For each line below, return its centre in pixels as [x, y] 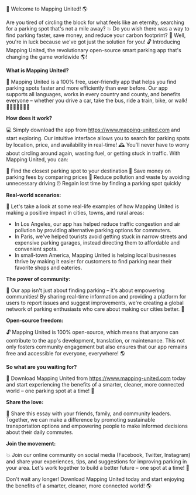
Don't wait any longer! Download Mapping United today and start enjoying [95, 479]
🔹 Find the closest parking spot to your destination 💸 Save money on [89, 171]
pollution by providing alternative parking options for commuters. [93, 230]
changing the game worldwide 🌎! [47, 57]
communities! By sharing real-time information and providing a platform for [96, 296]
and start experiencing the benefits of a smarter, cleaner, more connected [95, 384]
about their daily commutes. [40, 432]
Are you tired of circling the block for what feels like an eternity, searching [95, 22]
